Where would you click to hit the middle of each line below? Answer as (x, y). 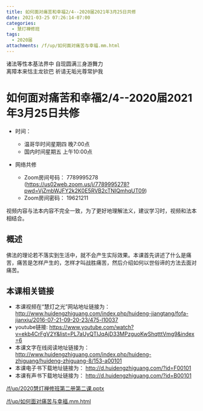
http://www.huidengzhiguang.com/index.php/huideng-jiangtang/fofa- (102, 313)
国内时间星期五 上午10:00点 (58, 152)
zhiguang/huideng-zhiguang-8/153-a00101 (68, 361)
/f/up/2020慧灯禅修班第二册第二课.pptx (55, 389)
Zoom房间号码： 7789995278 (61, 177)
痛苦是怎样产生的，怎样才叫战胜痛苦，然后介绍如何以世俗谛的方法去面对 (107, 262)
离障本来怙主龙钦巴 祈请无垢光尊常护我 (55, 71)
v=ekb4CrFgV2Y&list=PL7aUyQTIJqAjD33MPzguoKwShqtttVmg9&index (105, 334)
